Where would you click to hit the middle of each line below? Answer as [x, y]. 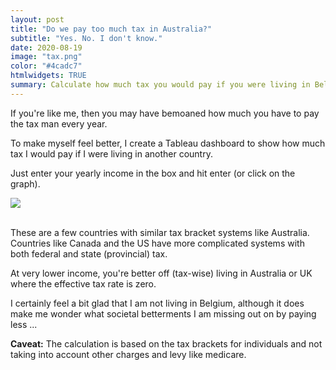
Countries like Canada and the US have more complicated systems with [157, 243]
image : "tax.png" [46, 57]
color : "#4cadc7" [46, 66]
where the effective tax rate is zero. [83, 283]
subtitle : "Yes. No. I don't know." [86, 38]
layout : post [37, 19]
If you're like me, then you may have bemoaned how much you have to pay [165, 113]
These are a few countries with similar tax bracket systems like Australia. [160, 232]
